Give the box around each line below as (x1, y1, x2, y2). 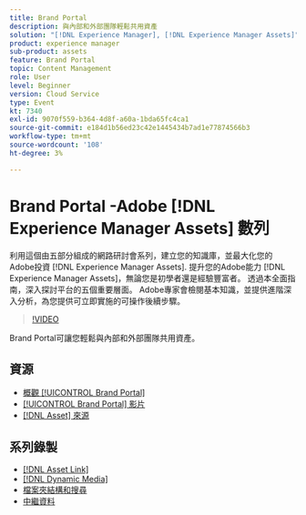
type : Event (9, 97, 55, 107)
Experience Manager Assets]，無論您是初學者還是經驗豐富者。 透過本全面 (9, 272, 289, 283)
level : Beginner (9, 81, 71, 90)
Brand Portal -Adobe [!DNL (9, 196, 216, 217)
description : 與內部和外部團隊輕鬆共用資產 (9, 22, 158, 31)
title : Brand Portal (9, 13, 88, 23)
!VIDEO (31, 313, 59, 324)
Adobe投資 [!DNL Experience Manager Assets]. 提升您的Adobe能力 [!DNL (9, 261, 286, 272)
